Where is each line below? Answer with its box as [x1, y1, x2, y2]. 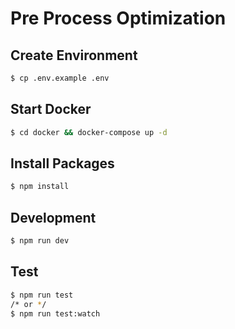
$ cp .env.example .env [10, 73, 110, 83]
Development [10, 209, 97, 226]
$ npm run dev [10, 236, 70, 246]
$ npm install [10, 182, 70, 192]
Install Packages [10, 155, 115, 172]
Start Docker [10, 101, 92, 118]
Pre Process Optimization [10, 7, 227, 30]
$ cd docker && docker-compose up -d [10, 127, 168, 137]
